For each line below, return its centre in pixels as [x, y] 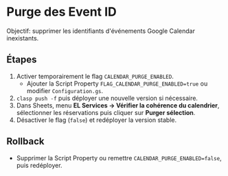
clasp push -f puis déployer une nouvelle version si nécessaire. [107, 98]
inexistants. [23, 38]
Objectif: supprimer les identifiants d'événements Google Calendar [101, 31]
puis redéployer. [39, 165]
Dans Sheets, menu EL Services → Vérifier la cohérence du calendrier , [118, 105]
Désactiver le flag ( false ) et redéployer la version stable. [96, 120]
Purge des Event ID [62, 12]
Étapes [22, 60]
